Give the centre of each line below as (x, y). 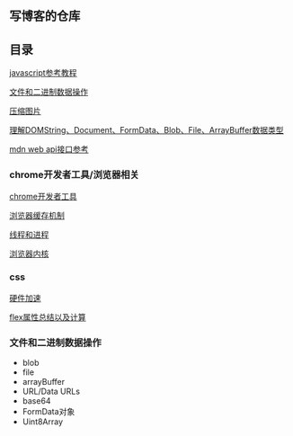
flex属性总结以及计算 (48, 316)
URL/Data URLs (51, 392)
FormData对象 (49, 412)
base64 (36, 401)
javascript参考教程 (44, 73)
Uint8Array (43, 422)
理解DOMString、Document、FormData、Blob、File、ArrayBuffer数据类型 (147, 130)
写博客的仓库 (45, 16)
